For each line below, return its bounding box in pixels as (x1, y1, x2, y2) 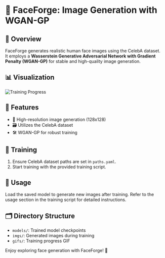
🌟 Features (5, 103, 39, 112)
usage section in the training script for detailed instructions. (5, 197, 127, 203)
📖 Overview (5, 35, 41, 43)
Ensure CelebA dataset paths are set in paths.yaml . (12, 158, 117, 165)
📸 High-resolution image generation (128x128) (12, 116, 106, 122)
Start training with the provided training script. (12, 164, 106, 170)
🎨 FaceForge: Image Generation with (5, 4, 158, 16)
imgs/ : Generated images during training (12, 233, 95, 239)
